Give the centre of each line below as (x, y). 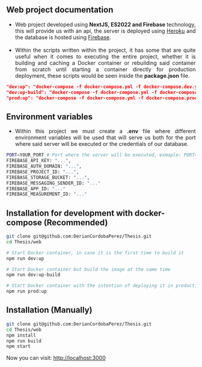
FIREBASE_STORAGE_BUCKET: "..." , (48, 177)
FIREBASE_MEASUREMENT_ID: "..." (47, 194)
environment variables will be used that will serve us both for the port (105, 137)
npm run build (24, 341)
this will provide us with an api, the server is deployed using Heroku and (105, 31)
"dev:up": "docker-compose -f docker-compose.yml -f (74, 87)
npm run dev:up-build (33, 275)
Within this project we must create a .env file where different (105, 131)
